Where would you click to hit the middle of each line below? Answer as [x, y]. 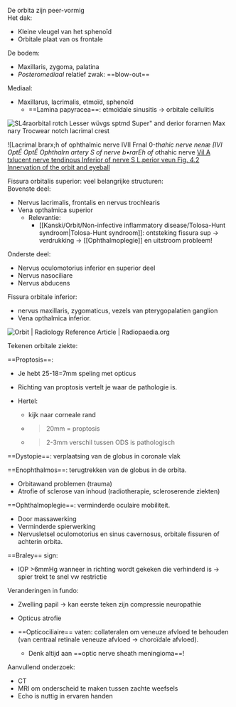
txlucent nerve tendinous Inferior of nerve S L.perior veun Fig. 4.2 [103, 160]
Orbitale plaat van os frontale [60, 39]
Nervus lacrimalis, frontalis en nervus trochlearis [89, 203]
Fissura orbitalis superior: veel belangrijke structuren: [85, 181]
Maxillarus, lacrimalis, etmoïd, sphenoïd [75, 102]
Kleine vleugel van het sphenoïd [65, 32]
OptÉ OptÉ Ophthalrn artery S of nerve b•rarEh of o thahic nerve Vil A [109, 152]
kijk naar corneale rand [62, 415]
